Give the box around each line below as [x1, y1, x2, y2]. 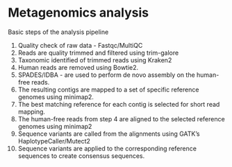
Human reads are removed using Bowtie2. [17, 63, 139, 71]
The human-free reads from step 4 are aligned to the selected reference [17, 114, 225, 123]
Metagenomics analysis [8, 5, 149, 21]
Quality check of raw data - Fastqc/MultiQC [17, 41, 143, 49]
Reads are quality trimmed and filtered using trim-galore [17, 49, 179, 57]
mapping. [17, 107, 46, 116]
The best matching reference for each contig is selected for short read [17, 100, 220, 108]
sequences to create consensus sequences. [17, 151, 145, 160]
